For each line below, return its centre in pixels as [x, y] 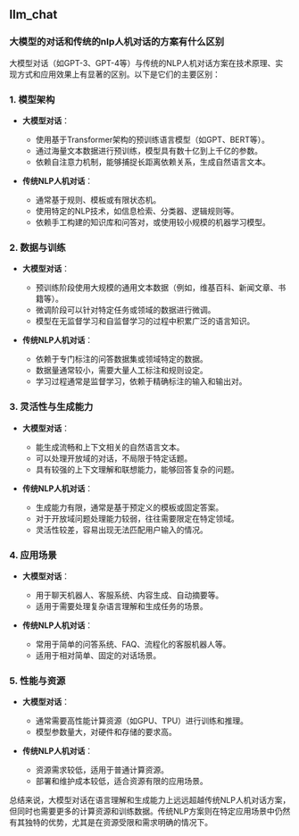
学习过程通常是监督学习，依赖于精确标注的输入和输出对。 [141, 381]
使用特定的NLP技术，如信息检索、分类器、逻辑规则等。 [137, 211]
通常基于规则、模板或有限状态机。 [98, 199]
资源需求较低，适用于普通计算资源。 [102, 770]
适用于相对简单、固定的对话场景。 [98, 655]
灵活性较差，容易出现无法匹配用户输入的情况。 [121, 530]
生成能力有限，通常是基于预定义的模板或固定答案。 [129, 507]
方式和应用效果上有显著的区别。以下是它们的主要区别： [118, 74]
